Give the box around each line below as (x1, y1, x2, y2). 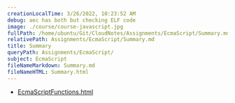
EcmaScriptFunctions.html (17, 88, 94, 96)
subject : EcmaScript (7, 56, 68, 63)
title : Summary (7, 42, 52, 49)
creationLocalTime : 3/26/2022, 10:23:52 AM (7, 10, 136, 17)
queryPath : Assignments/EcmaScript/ (7, 49, 114, 56)
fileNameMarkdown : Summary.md (7, 62, 96, 69)
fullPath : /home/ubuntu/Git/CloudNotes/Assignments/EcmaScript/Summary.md (7, 29, 230, 37)
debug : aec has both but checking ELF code (7, 17, 136, 24)
